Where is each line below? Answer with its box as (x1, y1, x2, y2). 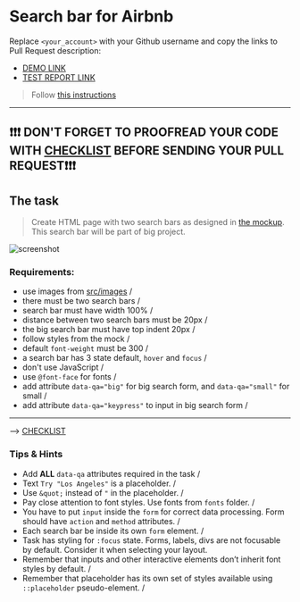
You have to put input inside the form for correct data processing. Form (21, 506, 285, 517)
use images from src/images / (21, 286, 133, 297)
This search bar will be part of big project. (30, 226, 186, 238)
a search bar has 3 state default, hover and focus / (21, 353, 207, 364)
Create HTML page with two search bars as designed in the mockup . (30, 217, 285, 228)
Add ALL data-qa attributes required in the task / (21, 468, 201, 479)
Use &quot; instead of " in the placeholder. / (21, 487, 185, 497)
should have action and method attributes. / (21, 515, 180, 526)
